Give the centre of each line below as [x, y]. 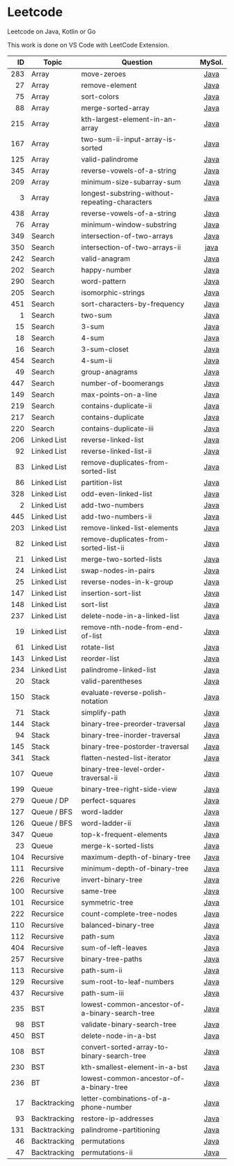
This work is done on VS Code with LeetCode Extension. [88, 45]
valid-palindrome [110, 159]
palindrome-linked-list [119, 670]
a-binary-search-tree [118, 1013]
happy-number [106, 270]
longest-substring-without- [128, 193]
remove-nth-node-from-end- [132, 627]
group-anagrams [109, 371]
